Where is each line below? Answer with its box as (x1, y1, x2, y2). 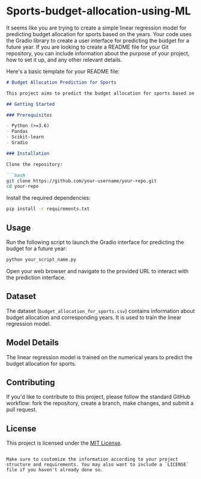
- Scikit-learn (6, 134, 44, 140)
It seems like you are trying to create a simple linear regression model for (6, 24, 187, 31)
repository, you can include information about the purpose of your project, (6, 49, 190, 57)
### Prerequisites (6, 112, 52, 118)
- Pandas (6, 128, 28, 135)
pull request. (6, 406, 37, 413)
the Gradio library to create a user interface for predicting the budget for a (6, 37, 190, 44)
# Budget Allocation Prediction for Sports (6, 79, 117, 85)
